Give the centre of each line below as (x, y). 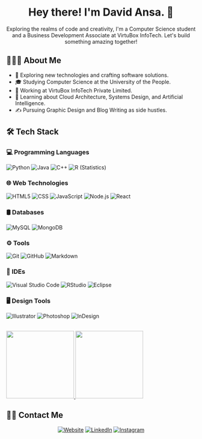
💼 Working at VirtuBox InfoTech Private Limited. (73, 90)
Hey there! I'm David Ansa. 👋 (101, 12)
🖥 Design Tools (29, 301)
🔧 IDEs (16, 271)
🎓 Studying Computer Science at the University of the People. (93, 82)
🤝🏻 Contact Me (35, 415)
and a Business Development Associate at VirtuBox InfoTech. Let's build (101, 35)
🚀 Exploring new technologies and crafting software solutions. (92, 75)
